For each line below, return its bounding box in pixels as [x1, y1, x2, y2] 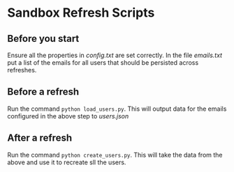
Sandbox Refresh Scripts [7, 5, 155, 21]
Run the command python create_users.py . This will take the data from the [7, 150, 223, 159]
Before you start [7, 33, 80, 45]
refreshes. [7, 66, 37, 74]
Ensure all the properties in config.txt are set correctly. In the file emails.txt [7, 51, 222, 59]
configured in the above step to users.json [7, 111, 129, 120]
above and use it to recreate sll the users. [7, 158, 126, 166]
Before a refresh [7, 86, 80, 98]
